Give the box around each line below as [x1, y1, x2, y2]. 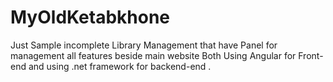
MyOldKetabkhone [10, 6, 171, 29]
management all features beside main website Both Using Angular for [10, 49, 297, 61]
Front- [298, 49, 324, 61]
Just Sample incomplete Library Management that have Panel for [10, 39, 278, 51]
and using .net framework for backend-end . [28, 60, 212, 72]
